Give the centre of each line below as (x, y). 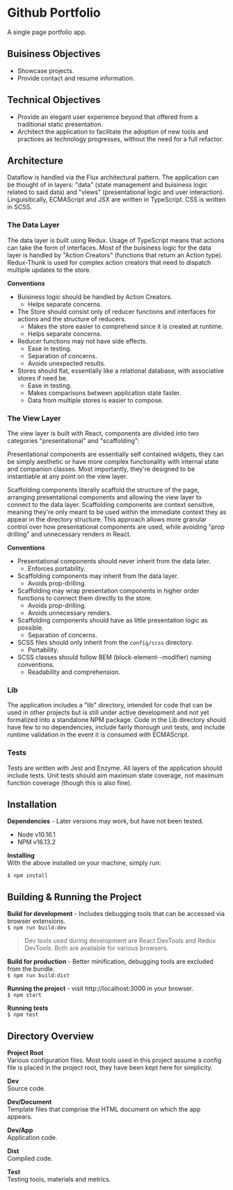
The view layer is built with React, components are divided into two (103, 433)
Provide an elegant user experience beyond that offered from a (107, 117)
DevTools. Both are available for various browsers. (96, 948)
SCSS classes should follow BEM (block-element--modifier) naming (114, 657)
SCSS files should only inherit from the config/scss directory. (105, 642)
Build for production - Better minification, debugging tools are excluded (110, 962)
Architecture (35, 160)
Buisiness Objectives (54, 54)
